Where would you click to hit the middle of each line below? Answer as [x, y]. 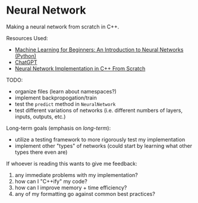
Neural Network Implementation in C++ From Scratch [80, 68]
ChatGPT [26, 62]
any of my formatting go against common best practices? [85, 194]
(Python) [26, 56]
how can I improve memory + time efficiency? [71, 188]
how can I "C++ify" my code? [51, 181]
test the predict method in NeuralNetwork [65, 104]
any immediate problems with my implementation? [76, 175]
